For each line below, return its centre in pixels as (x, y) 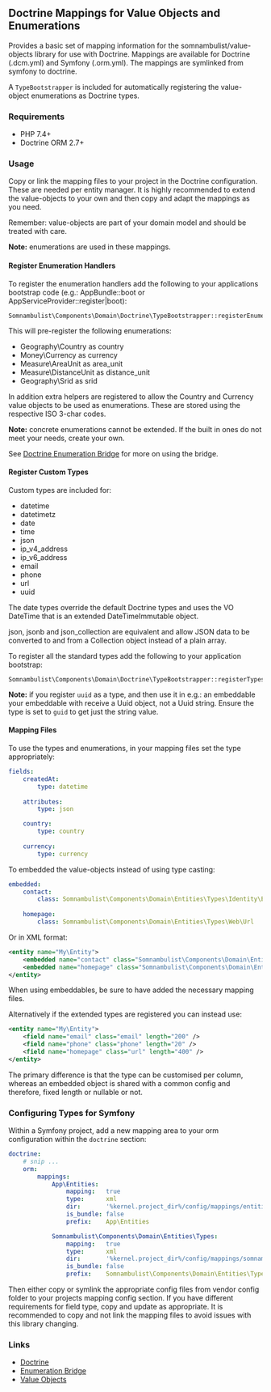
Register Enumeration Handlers (62, 265)
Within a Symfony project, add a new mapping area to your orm (114, 1131)
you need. (25, 207)
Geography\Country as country (72, 346)
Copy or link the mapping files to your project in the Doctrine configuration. (133, 181)
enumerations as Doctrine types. (85, 95)
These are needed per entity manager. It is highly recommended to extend (132, 190)
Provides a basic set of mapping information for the (94, 45)
